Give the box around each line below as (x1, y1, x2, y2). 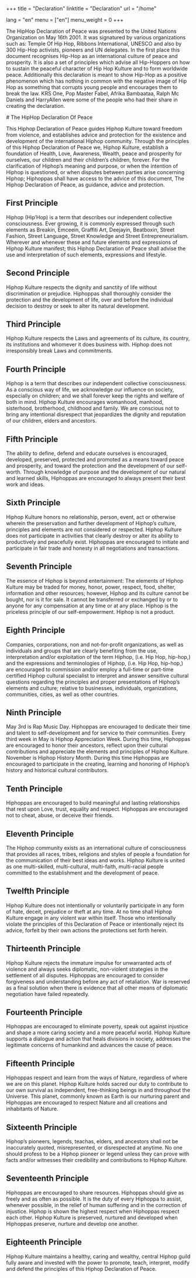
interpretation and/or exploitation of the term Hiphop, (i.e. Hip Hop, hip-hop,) (6, 653, 191, 660)
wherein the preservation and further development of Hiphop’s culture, (6, 519, 177, 526)
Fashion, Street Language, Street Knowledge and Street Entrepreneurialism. (6, 232, 189, 239)
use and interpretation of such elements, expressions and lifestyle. (6, 251, 167, 258)
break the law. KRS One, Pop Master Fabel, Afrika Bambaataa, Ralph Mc (6, 90, 180, 97)
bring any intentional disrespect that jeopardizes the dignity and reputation (6, 411, 186, 418)
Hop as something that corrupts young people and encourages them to (6, 84, 178, 90)
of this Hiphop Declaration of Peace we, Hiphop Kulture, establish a (6, 144, 169, 151)
